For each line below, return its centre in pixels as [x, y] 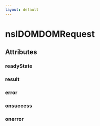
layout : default [22, 10]
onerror [14, 119]
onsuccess [19, 105]
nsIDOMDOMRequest [50, 34]
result [12, 79]
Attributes [21, 52]
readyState [19, 66]
